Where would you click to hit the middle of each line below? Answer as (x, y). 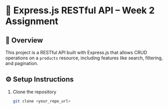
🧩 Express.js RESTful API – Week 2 (80, 10)
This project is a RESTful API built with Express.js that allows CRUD (76, 52)
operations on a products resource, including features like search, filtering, (84, 58)
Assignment (32, 21)
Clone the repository (34, 92)
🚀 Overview (24, 40)
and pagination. (22, 63)
